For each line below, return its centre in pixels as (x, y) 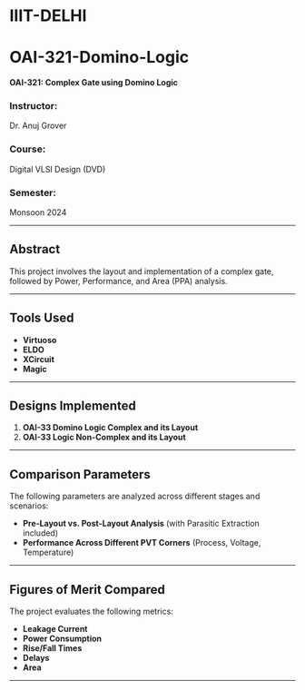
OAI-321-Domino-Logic (99, 58)
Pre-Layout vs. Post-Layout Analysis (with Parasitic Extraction (141, 524)
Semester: (33, 192)
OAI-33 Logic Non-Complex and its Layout (104, 438)
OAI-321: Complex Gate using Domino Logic (94, 83)
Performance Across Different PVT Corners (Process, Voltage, (142, 543)
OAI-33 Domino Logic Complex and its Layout (110, 428)
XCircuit (38, 359)
